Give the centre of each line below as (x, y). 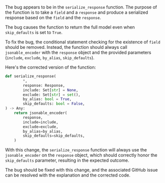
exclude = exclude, (41, 127)
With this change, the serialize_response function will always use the (76, 150)
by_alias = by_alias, (43, 131)
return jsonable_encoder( (41, 113)
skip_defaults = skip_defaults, (54, 136)
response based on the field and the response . (53, 18)
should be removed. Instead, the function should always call (66, 47)
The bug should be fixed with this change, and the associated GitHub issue (82, 170)
